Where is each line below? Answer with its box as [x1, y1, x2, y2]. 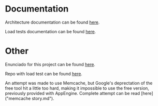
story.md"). [31, 95, 55, 101]
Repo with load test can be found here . [5, 71, 83, 77]
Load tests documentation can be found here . [5, 28, 96, 34]
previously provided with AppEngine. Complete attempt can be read [5, 90, 140, 96]
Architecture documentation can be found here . [5, 19, 100, 25]
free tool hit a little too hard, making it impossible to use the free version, [5, 85, 149, 91]
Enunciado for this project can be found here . [5, 61, 96, 67]
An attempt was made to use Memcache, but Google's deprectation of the [5, 80, 153, 86]
